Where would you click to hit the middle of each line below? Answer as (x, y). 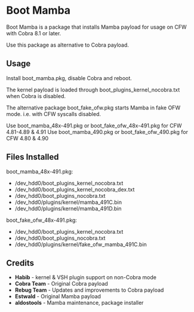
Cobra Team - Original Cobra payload (61, 284)
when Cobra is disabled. (36, 96)
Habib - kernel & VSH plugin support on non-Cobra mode (86, 277)
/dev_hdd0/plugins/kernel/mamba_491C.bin (68, 202)
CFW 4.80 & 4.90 (27, 138)
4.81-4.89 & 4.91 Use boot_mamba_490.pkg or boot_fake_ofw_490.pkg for (97, 131)
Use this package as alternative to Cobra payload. (68, 45)
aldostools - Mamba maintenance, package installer (79, 303)
